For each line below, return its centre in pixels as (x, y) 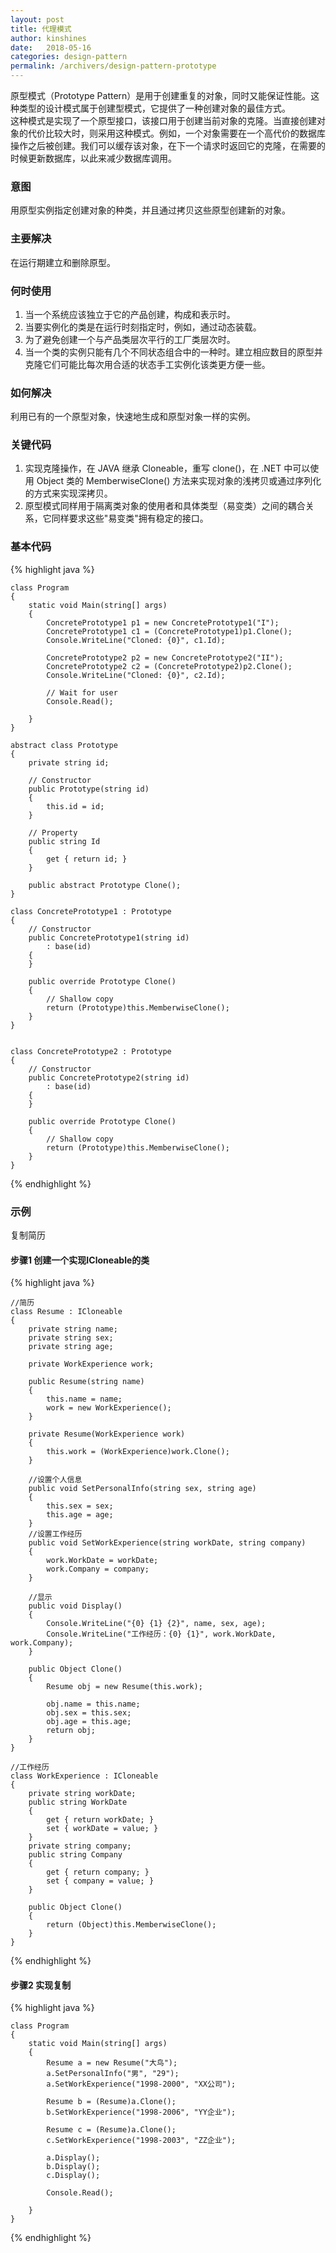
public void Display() (75, 1606)
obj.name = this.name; (93, 1704)
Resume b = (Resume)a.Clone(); (111, 2102)
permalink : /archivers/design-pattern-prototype (113, 66)
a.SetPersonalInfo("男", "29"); (113, 2074)
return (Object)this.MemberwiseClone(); (131, 1925)
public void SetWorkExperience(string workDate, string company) (167, 1543)
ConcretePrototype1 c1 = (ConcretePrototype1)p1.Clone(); (169, 631)
